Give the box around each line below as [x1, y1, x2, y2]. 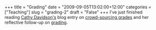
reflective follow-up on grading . [4, 19, 68, 25]
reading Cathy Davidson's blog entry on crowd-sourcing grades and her [4, 15, 149, 20]
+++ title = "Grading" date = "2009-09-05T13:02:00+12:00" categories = [4, 4, 152, 10]
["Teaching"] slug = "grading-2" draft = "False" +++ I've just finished [4, 9, 143, 15]
